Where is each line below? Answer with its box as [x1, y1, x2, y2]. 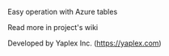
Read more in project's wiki [7, 23, 99, 32]
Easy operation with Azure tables [7, 7, 118, 16]
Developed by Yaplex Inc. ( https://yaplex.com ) [7, 38, 163, 48]
